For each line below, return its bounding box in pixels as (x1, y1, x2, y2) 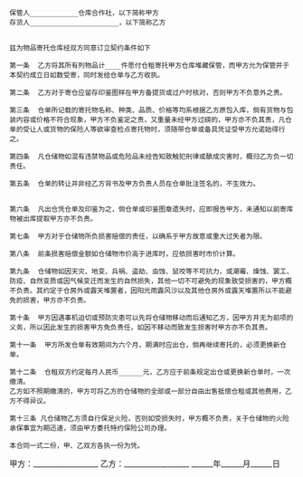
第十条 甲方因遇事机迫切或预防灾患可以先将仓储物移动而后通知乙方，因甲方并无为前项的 (9, 313, 294, 322)
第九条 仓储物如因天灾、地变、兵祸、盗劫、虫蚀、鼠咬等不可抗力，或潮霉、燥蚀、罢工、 (9, 267, 294, 276)
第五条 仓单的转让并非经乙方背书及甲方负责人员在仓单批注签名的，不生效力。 (9, 179, 260, 188)
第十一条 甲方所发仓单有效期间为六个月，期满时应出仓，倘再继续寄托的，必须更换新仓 (9, 340, 287, 349)
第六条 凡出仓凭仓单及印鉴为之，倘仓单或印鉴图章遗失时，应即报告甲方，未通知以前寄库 (9, 205, 294, 214)
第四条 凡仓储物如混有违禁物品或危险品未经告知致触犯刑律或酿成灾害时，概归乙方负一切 (9, 152, 294, 161)
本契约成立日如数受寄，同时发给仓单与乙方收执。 (9, 71, 165, 80)
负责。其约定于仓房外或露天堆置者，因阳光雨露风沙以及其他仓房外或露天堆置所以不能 (15, 286, 286, 295)
